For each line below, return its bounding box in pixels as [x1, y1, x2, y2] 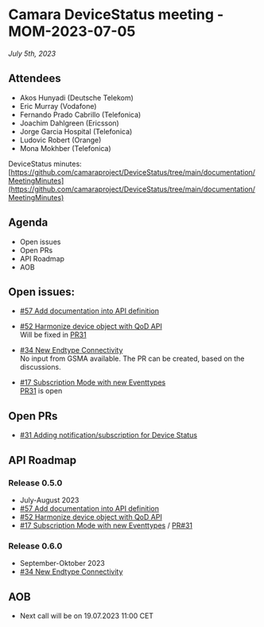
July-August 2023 [19, 495, 80, 505]
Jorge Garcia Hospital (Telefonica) [19, 126, 133, 136]
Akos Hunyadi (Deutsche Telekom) [19, 93, 134, 103]
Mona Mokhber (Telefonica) [19, 143, 111, 153]
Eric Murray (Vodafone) [19, 101, 97, 110]
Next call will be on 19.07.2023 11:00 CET [19, 610, 153, 621]
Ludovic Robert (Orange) [19, 135, 102, 145]
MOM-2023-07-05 [8, 22, 136, 41]
